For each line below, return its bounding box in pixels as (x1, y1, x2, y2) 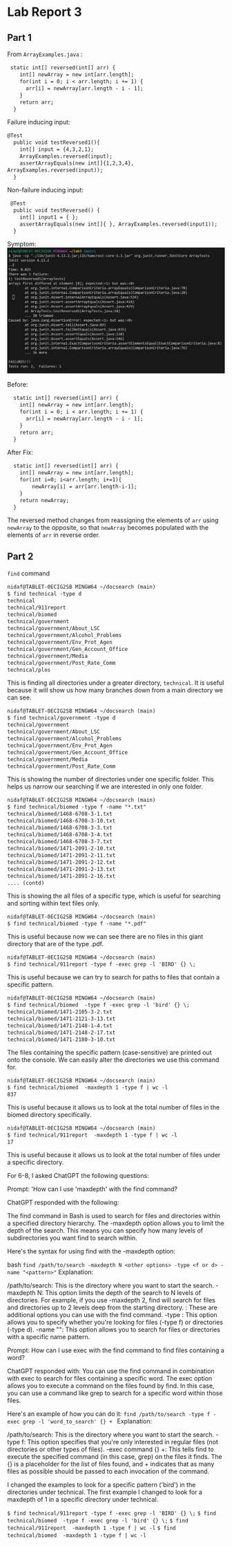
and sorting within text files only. (7, 899, 100, 907)
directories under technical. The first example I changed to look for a (7, 1488, 202, 1496)
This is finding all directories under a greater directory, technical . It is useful (7, 679, 224, 687)
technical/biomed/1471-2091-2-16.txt (7, 872, 116, 879)
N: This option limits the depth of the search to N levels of (37, 1288, 202, 1297)
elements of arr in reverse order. (7, 531, 100, 539)
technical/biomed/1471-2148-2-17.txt (7, 1029, 116, 1036)
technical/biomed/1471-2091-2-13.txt (7, 865, 116, 872)
